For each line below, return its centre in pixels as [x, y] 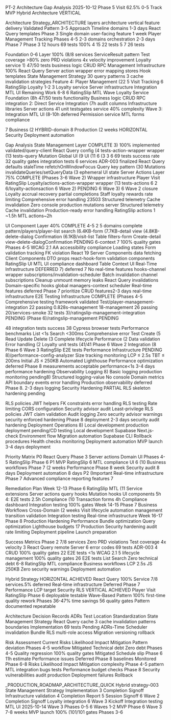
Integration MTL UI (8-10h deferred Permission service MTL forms [75, 114]
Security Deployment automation [40, 135]
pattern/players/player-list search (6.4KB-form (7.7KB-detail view [74, 231]
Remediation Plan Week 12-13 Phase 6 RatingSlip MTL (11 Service [74, 488]
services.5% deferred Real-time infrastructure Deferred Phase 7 [73, 584]
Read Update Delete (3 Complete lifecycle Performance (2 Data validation [83, 339]
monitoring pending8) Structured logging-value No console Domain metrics [85, 377]
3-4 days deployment [28, 447]
